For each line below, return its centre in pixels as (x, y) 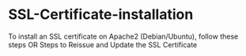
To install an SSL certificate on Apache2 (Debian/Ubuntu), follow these (123, 36)
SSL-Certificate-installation (101, 15)
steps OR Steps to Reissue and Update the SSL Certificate (103, 44)
